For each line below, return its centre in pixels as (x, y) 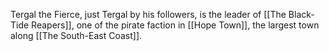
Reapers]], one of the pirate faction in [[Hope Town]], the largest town (175, 25)
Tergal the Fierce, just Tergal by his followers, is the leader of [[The (148, 14)
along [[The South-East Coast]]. (76, 35)
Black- (301, 14)
